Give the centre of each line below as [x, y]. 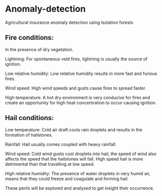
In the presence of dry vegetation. [39, 49]
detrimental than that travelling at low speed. [50, 164]
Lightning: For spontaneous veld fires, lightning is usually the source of [76, 59]
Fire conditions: [29, 38]
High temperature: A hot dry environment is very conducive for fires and [78, 97]
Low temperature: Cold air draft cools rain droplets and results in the [74, 129]
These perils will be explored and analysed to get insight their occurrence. [80, 188]
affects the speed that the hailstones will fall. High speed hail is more [74, 159]
